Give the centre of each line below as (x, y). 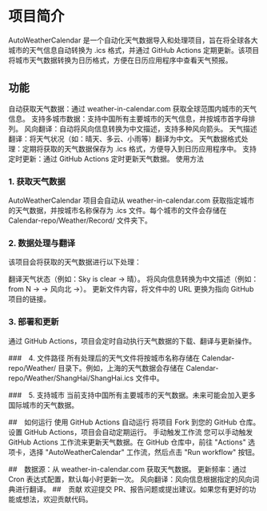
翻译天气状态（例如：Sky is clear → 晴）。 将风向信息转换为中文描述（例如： (133, 279)
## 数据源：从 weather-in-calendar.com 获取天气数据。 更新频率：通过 (128, 469)
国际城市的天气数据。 (43, 404)
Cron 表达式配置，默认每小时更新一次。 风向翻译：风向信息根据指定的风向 (130, 479)
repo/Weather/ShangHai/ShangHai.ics (71, 378)
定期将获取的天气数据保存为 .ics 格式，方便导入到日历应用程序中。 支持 (139, 148)
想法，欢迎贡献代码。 (57, 499)
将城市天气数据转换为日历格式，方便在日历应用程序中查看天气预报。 (120, 60)
